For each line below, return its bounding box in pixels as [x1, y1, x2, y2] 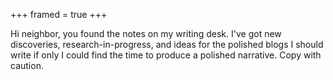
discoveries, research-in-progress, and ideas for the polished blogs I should [10, 39, 324, 50]
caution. [10, 60, 44, 71]
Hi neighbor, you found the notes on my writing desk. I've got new [10, 28, 282, 39]
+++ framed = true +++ [10, 9, 108, 20]
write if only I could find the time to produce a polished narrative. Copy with [10, 49, 322, 61]
